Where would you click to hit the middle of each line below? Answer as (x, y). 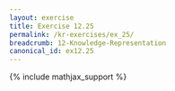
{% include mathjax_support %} (68, 77)
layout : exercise (42, 18)
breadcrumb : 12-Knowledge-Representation (88, 43)
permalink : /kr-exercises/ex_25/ (72, 34)
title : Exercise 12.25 (52, 26)
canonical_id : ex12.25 (52, 51)
